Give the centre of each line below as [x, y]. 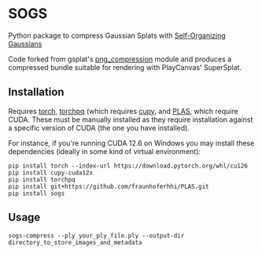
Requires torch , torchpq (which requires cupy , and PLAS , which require [123, 111]
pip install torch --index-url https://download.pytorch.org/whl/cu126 [128, 166]
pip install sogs [37, 193]
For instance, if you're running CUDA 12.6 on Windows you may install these [131, 143]
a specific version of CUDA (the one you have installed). [99, 127]
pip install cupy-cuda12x [50, 173]
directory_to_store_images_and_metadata [76, 242]
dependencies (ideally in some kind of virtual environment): [105, 151]
